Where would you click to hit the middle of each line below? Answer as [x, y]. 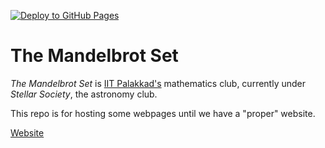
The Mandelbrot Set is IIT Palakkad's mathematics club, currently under [158, 83]
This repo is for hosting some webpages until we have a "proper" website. [163, 113]
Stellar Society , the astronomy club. [84, 94]
